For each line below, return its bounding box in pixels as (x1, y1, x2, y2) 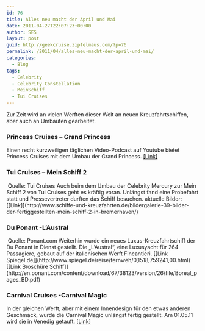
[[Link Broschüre (6, 263, 49, 270)
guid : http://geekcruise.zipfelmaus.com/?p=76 (6, 42, 127, 48)
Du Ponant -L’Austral (6, 223, 69, 232)
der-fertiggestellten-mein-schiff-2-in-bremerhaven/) (6, 208, 138, 215)
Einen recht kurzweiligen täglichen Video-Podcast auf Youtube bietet (6, 146, 180, 154)
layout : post (6, 35, 40, 42)
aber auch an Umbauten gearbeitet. (6, 118, 96, 124)
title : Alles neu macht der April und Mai (6, 16, 116, 23)
